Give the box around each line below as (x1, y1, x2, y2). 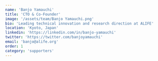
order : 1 (5, 44, 23, 49)
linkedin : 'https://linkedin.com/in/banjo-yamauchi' (5, 30, 116, 35)
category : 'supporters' (5, 48, 54, 53)
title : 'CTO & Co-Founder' (5, 12, 61, 17)
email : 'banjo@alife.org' (5, 39, 58, 44)
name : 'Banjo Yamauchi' (5, 7, 54, 12)
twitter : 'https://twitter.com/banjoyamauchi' (5, 35, 103, 40)
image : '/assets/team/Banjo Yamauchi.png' (5, 16, 94, 21)
